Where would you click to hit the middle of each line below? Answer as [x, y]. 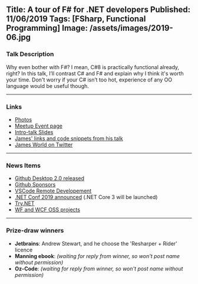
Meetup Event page [39, 126]
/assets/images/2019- [131, 28]
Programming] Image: [47, 28]
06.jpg [19, 37]
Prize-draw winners [35, 231]
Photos [23, 119]
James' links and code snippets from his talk [69, 138]
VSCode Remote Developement [53, 191]
